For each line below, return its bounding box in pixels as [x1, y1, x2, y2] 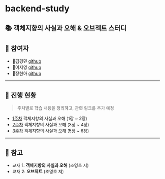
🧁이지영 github [12, 65, 42, 71]
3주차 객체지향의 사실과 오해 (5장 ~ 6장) [12, 128, 89, 134]
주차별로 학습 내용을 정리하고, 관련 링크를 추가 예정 [17, 105, 114, 111]
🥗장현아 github [12, 71, 42, 76]
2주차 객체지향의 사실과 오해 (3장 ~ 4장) [12, 122, 89, 128]
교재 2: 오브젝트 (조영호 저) [12, 169, 64, 175]
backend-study [5, 3, 70, 14]
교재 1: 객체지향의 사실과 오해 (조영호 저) [12, 162, 89, 168]
